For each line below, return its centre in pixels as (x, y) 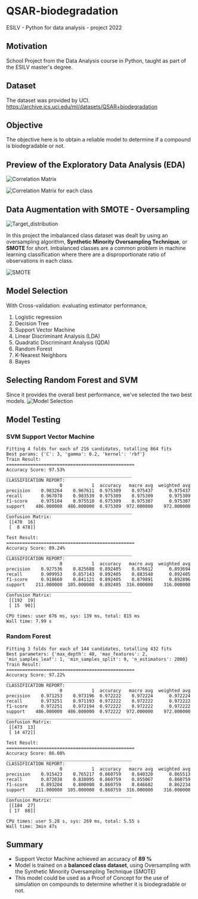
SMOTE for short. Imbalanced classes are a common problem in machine (96, 248)
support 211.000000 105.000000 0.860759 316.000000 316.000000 (98, 790)
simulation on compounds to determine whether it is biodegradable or (100, 884)
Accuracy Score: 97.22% (36, 675)
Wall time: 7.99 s (29, 621)
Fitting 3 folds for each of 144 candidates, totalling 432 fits (89, 649)
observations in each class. (40, 261)
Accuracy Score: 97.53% (36, 470)
